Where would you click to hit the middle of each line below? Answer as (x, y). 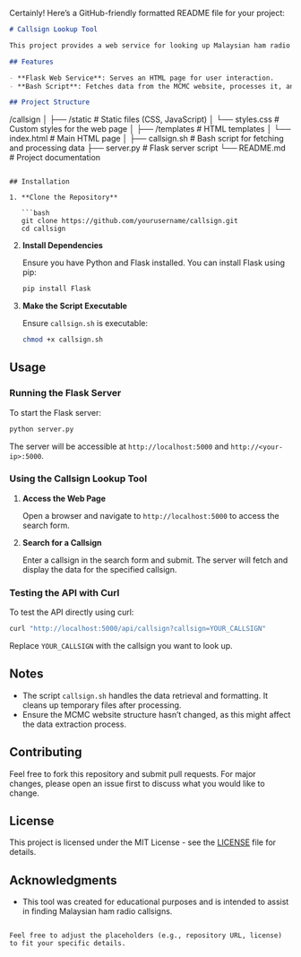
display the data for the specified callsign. (99, 569)
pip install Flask (56, 289)
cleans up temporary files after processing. (102, 705)
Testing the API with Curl (64, 592)
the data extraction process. (74, 724)
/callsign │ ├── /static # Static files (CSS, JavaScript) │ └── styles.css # (144, 119)
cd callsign (43, 229)
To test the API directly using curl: (72, 612)
